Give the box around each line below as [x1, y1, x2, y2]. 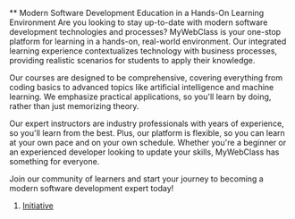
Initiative [21, 200, 54, 211]
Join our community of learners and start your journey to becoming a [9, 173, 264, 184]
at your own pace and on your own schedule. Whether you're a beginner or [9, 138, 287, 147]
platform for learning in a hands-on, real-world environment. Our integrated [9, 36, 287, 46]
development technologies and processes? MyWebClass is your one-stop [9, 27, 282, 37]
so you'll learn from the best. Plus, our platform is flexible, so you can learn [9, 128, 286, 138]
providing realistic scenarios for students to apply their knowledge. [9, 55, 256, 65]
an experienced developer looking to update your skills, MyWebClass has [9, 147, 280, 157]
